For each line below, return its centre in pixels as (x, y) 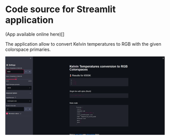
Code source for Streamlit (60, 9)
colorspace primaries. (28, 49)
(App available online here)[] (35, 34)
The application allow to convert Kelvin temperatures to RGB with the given (83, 44)
